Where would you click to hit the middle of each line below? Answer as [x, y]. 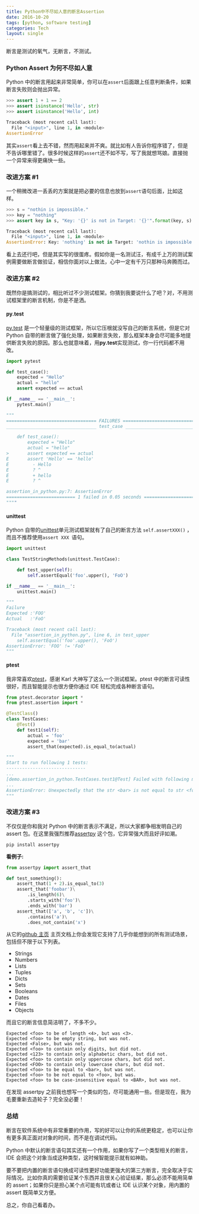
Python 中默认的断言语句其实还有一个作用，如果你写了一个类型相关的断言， [99, 1150]
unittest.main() [37, 592]
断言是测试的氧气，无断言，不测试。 [50, 51]
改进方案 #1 [22, 177]
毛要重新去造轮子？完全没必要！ [45, 1099]
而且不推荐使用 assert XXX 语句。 [47, 537]
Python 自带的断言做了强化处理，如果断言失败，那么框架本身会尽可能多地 [96, 335]
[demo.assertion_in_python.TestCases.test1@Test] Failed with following [98, 779]
